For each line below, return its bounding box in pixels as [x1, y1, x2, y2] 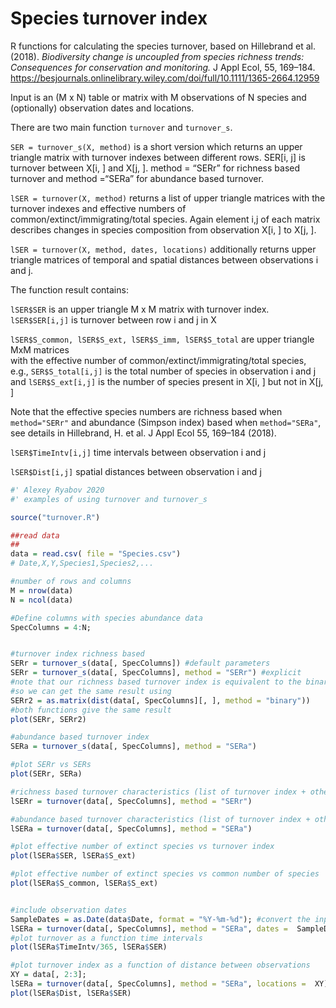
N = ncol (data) [10, 595, 74, 605]
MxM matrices [10, 343, 70, 356]
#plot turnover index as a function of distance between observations [10, 960, 311, 971]
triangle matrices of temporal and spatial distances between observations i [10, 253, 319, 266]
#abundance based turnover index [10, 732, 150, 742]
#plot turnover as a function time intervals [10, 933, 203, 943]
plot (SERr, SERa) [10, 769, 83, 779]
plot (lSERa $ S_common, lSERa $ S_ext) [10, 878, 159, 889]
